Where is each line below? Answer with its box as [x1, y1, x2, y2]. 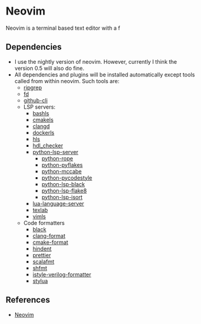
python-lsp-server [32, 148, 79, 155]
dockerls [32, 129, 55, 136]
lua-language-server [32, 200, 84, 207]
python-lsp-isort [41, 193, 83, 201]
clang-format [32, 232, 66, 239]
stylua [32, 277, 48, 285]
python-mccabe [41, 167, 82, 175]
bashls [32, 109, 50, 116]
